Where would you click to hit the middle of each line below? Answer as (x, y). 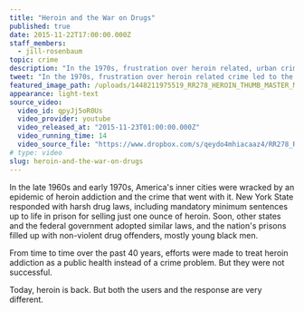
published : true (40, 26)
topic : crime (34, 60)
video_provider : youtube (64, 119)
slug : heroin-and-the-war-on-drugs (76, 161)
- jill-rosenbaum (50, 52)
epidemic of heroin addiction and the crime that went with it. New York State (152, 197)
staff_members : (38, 43)
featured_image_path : (50, 85)
